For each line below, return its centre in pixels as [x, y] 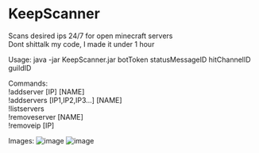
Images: [21, 140]
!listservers [27, 109]
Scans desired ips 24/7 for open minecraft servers [91, 36]
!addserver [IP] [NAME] [46, 91]
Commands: [28, 83]
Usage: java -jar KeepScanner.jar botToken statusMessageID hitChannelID [130, 59]
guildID [20, 67]
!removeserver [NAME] [46, 117]
